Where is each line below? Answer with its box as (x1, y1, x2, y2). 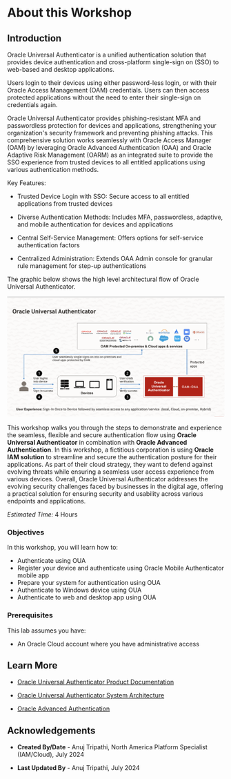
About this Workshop (7, 5, 132, 21)
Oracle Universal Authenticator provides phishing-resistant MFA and (7, 114, 201, 122)
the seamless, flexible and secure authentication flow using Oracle (7, 431, 197, 439)
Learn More (7, 660, 58, 671)
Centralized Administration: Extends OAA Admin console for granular (17, 254, 213, 262)
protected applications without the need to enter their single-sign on (7, 93, 201, 102)
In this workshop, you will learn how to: (7, 544, 119, 552)
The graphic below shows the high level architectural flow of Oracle (7, 275, 199, 283)
